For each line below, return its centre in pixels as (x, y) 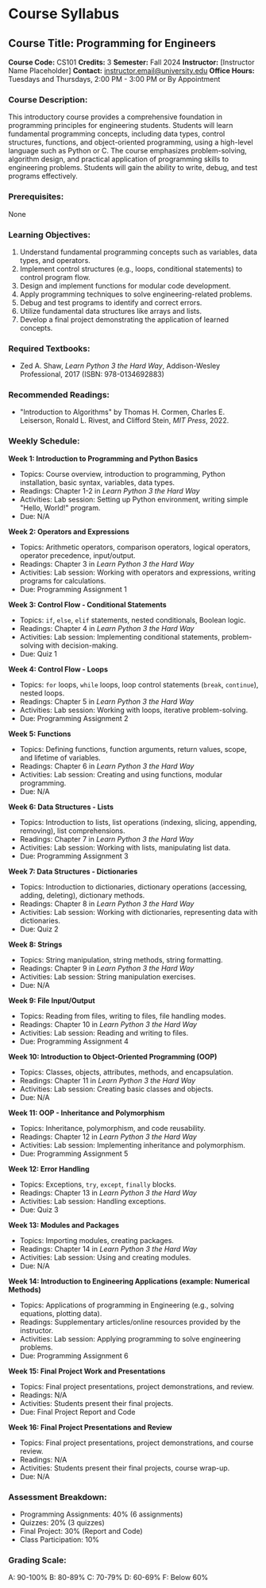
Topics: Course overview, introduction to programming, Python (122, 474)
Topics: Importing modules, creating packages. (97, 1240)
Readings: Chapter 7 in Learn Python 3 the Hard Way (107, 839)
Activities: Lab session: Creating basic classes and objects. (116, 1089)
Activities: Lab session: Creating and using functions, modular (121, 774)
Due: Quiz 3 (39, 1210)
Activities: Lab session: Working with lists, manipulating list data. (125, 847)
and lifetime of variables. (60, 757)
